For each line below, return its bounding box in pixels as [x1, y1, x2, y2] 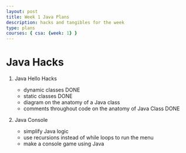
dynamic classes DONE [23, 86, 80, 94]
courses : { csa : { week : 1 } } [6, 30, 77, 36]
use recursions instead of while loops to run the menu [23, 134, 154, 141]
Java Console [14, 117, 48, 124]
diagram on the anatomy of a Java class [23, 99, 120, 106]
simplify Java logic [23, 128, 69, 135]
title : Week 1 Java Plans [6, 14, 69, 20]
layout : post [6, 8, 38, 15]
